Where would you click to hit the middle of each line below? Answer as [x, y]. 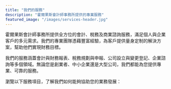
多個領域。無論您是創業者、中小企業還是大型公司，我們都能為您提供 [85, 65]
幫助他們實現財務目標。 [39, 47]
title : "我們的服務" [25, 10]
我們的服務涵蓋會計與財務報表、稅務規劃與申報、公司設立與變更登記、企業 [83, 58]
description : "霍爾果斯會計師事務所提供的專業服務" [55, 15]
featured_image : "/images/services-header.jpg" [57, 19]
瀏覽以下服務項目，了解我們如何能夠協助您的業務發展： [63, 81]
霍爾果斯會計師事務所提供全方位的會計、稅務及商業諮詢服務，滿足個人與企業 [85, 35]
